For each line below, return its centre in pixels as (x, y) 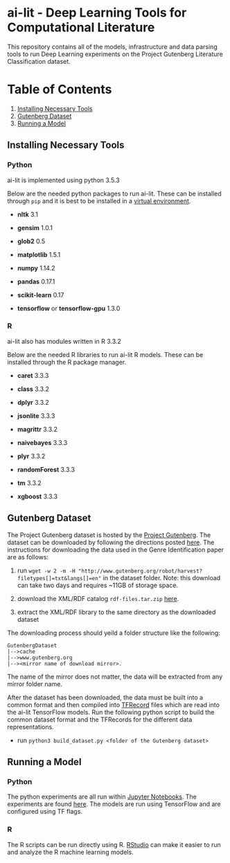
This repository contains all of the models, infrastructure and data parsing (112, 46)
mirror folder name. (35, 683)
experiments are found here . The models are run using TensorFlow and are (114, 804)
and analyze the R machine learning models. (70, 852)
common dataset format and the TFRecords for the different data (100, 720)
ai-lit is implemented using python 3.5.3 (63, 180)
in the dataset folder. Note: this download (162, 577)
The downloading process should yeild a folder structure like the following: (114, 633)
